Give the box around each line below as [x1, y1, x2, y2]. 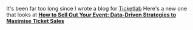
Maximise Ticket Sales [6, 18, 65, 24]
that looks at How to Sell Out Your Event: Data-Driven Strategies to [6, 11, 177, 18]
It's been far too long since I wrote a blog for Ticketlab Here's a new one [6, 5, 187, 12]
